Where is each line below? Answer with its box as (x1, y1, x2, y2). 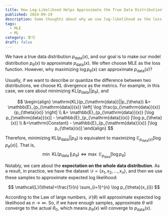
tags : (5, 21, 16, 26)
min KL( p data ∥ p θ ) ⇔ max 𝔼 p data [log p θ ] (42, 151, 126, 159)
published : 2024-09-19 (5, 12, 52, 17)
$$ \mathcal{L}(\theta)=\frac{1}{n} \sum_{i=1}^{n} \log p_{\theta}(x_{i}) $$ (8, 184, 160, 190)
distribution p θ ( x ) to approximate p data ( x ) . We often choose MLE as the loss (5, 60, 161, 67)
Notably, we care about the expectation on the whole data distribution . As (5, 163, 160, 169)
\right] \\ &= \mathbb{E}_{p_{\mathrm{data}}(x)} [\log (44, 109, 154, 115)
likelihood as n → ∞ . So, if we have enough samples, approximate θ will (5, 200, 153, 206)
